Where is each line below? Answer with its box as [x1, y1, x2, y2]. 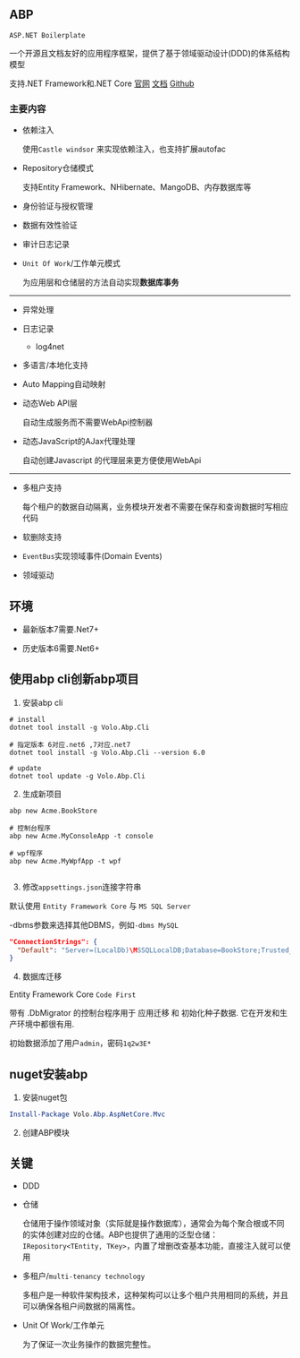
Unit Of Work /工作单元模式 [21, 258, 121, 269]
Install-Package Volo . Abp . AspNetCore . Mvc [9, 1110, 166, 1119]
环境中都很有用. [16, 1018, 75, 1029]
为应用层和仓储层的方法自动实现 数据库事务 [21, 277, 179, 288]
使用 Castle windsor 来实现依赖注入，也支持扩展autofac [21, 143, 226, 155]
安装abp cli [21, 697, 63, 708]
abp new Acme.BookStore [9, 806, 98, 815]
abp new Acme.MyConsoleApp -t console [9, 831, 154, 840]
